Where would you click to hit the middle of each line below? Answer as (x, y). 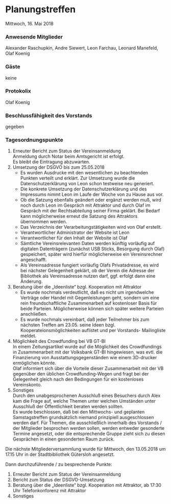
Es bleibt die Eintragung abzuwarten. (51, 162)
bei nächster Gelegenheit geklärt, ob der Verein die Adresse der (87, 271)
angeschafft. (33, 260)
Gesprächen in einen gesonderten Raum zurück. (64, 439)
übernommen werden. (44, 222)
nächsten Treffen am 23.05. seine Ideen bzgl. (68, 325)
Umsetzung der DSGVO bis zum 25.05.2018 (58, 167)
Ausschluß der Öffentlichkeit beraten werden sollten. (68, 407)
